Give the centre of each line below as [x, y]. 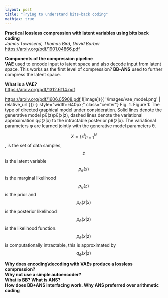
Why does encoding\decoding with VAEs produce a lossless [69, 264]
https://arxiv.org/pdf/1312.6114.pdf [40, 90]
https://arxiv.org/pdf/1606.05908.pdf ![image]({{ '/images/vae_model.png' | [83, 99]
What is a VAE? [21, 84]
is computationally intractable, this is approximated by [61, 245]
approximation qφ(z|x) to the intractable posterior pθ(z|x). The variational [81, 121]
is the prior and [21, 195]
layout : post [19, 10]
